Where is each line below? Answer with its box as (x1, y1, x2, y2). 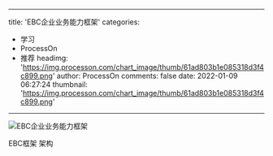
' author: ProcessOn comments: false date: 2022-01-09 (52, 71, 238, 80)
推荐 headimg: (19, 54, 69, 63)
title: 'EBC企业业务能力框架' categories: (8, 17, 141, 27)
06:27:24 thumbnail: (19, 80, 88, 89)
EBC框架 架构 (8, 139, 54, 148)
